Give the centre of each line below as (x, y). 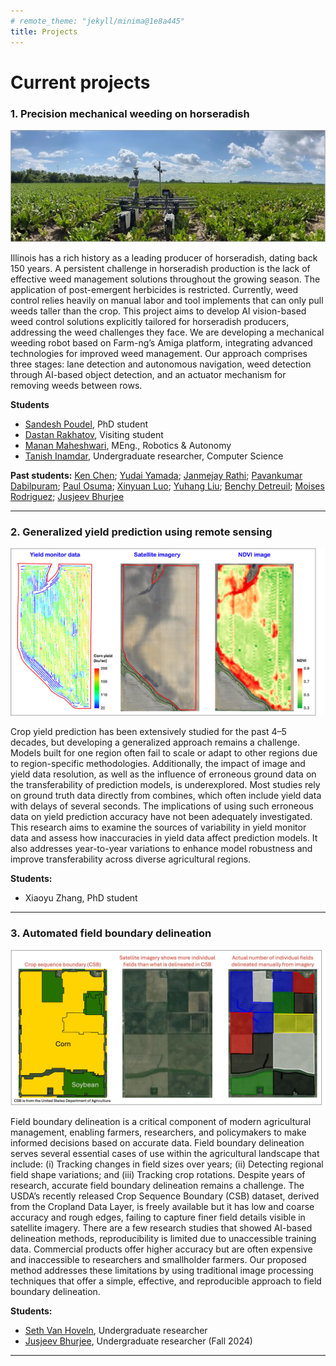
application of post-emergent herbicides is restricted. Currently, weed (154, 289)
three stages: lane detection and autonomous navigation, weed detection (161, 364)
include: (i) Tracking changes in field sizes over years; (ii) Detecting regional (167, 1164)
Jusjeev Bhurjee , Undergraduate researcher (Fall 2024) (138, 1341)
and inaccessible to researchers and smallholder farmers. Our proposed (158, 1260)
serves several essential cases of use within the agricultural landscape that (165, 1154)
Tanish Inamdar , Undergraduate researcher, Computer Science (154, 456)
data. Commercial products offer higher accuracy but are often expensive (161, 1249)
